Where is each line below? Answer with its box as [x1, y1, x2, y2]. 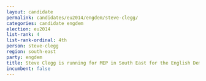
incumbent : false [6, 65, 51, 72]
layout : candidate [6, 9, 53, 15]
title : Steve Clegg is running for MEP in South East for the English [6, 60, 191, 66]
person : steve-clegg [6, 43, 59, 49]
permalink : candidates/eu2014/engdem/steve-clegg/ [6, 15, 139, 21]
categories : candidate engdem [6, 20, 84, 26]
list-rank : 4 [6, 32, 40, 38]
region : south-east [6, 49, 56, 55]
